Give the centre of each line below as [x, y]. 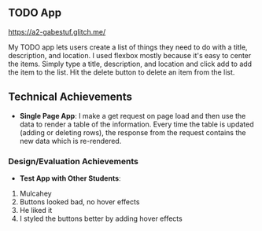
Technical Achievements [70, 97]
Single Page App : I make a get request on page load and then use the [133, 115]
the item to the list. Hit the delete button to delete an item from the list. [122, 72]
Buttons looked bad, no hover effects [79, 202]
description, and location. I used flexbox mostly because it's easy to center [130, 55]
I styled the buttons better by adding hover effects [101, 218]
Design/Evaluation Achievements [74, 161]
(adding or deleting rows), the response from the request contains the [133, 132]
